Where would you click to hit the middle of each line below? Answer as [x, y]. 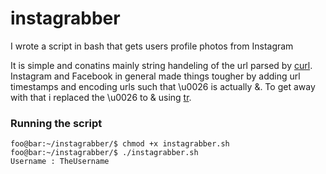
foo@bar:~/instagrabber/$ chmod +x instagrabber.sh [120, 144]
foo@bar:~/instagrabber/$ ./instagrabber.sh [104, 153]
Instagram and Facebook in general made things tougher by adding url [155, 76]
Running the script [56, 123]
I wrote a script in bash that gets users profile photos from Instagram [152, 46]
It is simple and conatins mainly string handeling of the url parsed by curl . [161, 65]
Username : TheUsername [60, 162]
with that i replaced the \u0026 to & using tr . [101, 97]
